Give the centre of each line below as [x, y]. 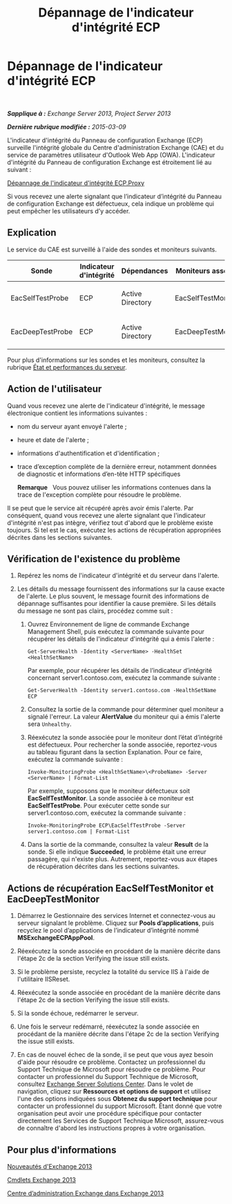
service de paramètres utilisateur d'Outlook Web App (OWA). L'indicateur [111, 155]
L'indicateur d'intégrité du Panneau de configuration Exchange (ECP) [105, 140]
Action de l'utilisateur [55, 389]
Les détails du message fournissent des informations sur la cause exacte [121, 589]
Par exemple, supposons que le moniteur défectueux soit [109, 791]
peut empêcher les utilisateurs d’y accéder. [69, 211]
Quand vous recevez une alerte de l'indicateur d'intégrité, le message [106, 405]
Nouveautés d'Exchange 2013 [50, 1166]
